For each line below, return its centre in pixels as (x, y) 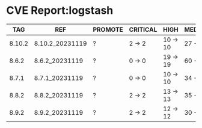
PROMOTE (108, 29)
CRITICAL (143, 29)
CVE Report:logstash (60, 11)
